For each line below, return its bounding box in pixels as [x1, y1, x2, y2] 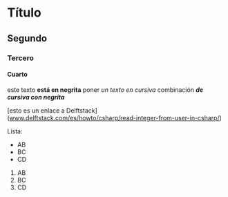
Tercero [7, 53, 35, 63]
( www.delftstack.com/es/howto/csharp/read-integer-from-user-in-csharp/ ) [7, 113, 222, 122]
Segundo [7, 32, 47, 44]
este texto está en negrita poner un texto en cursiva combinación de [7, 85, 204, 94]
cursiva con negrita [7, 93, 65, 101]
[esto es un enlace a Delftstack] [7, 106, 98, 115]
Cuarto [7, 71, 28, 79]
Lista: [7, 126, 23, 135]
